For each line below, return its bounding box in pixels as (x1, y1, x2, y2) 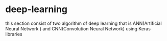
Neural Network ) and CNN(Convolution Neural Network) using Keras (5, 25, 151, 31)
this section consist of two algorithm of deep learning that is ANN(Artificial (5, 20, 162, 26)
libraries (5, 31, 22, 37)
